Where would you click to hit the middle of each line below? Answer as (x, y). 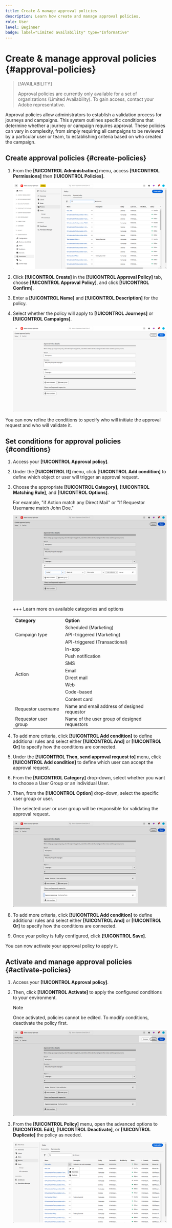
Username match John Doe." (43, 508)
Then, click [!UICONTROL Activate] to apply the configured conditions (87, 992)
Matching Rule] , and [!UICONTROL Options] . (61, 493)
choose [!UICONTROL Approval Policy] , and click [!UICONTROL (81, 282)
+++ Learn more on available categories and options (68, 609)
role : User (17, 22)
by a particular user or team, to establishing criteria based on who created (83, 137)
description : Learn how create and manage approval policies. (73, 16)
